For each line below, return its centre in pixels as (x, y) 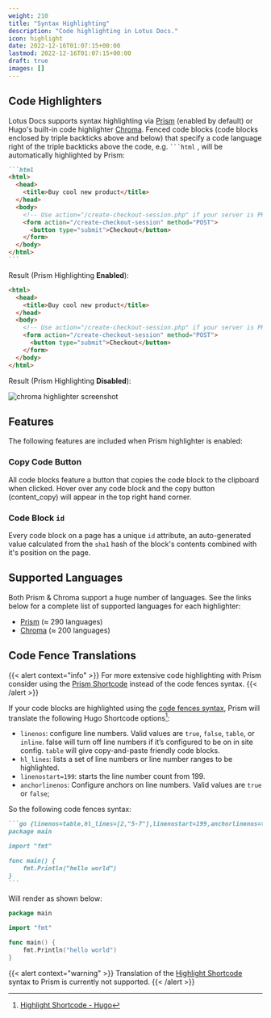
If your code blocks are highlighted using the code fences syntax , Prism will (134, 708)
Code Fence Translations (73, 656)
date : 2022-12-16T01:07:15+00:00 (65, 46)
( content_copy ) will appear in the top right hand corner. (100, 497)
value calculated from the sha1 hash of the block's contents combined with (133, 544)
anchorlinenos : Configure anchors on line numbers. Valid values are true (141, 785)
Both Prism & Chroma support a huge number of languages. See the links (130, 597)
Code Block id (37, 518)
